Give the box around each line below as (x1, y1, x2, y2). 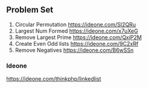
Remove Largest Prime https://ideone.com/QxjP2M (14, 33, 142, 41)
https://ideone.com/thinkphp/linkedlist (6, 75, 101, 83)
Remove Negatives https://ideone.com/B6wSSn (14, 46, 134, 54)
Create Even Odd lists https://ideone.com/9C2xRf (14, 40, 139, 47)
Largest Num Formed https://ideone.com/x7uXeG (14, 27, 138, 34)
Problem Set (6, 5, 54, 15)
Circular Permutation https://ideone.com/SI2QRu (14, 20, 136, 28)
